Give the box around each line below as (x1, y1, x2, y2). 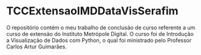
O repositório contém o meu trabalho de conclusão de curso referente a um (6, 24, 196, 31)
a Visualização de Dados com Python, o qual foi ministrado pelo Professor (6, 36, 192, 44)
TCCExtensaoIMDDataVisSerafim (6, 4, 179, 18)
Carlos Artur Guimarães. (6, 43, 67, 50)
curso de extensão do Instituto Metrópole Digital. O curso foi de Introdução (6, 30, 194, 37)
